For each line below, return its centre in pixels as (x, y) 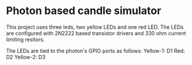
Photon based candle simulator (84, 11)
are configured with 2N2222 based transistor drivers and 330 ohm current (96, 33)
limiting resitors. (26, 39)
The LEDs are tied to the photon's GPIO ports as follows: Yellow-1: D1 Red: (95, 50)
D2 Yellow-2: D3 (26, 57)
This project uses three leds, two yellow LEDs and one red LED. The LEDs (95, 27)
